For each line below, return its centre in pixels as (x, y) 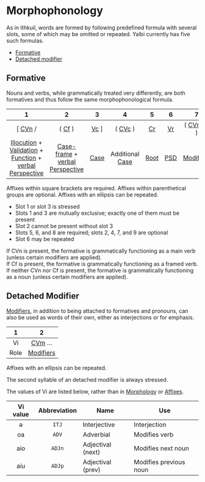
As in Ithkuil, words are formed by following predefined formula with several (102, 28)
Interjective (99, 425)
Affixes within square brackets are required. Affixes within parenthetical (96, 188)
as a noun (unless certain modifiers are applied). (67, 276)
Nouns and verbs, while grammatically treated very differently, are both (96, 93)
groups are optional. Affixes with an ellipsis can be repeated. (82, 195)
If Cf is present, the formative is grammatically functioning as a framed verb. (102, 264)
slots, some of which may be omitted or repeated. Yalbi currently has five (98, 34)
